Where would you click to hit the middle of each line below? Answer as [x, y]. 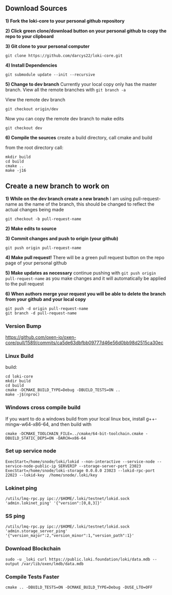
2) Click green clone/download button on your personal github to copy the [86, 31]
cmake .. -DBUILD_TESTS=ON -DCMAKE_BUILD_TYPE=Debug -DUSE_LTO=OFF [79, 587]
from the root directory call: [34, 147]
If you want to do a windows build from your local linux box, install [75, 419]
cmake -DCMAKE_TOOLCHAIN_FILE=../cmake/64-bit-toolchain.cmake [74, 434]
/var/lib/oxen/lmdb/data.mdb [52, 564]
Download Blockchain [33, 549]
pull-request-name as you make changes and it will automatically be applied [86, 278]
